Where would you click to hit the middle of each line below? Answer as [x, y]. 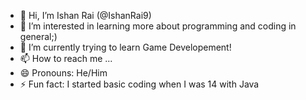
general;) [38, 36]
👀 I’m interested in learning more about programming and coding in [158, 26]
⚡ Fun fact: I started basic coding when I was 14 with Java [139, 84]
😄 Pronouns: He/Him [63, 73]
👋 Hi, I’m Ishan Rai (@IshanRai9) [85, 15]
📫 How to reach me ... [66, 58]
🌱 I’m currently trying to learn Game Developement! [125, 47]
